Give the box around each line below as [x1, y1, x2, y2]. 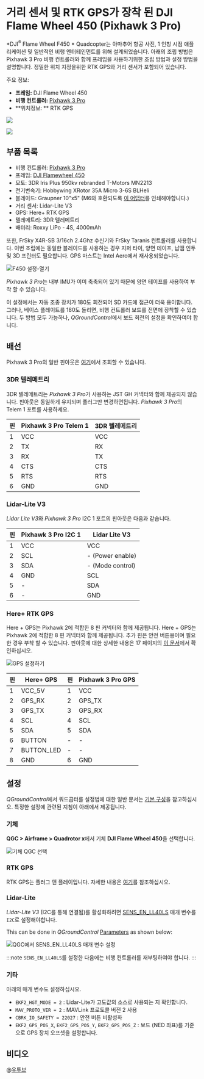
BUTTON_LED [21, 746, 62, 754]
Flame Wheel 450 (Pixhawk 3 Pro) [6, 19, 181, 33]
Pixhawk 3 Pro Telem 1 [21, 421, 90, 430]
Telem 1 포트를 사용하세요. [6, 405, 69, 413]
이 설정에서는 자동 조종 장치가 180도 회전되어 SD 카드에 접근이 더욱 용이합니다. [6, 298, 193, 306]
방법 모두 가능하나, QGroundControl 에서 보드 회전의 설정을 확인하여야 [25, 314, 192, 321]
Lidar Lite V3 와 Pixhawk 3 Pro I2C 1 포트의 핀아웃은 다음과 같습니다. [6, 514, 171, 522]
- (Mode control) [86, 561, 136, 569]
